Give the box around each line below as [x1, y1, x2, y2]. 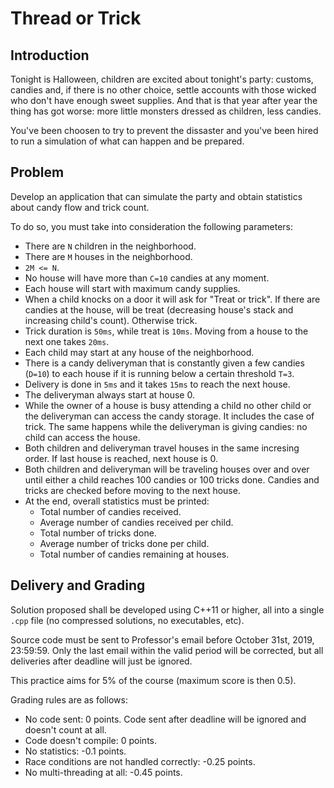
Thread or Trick [10, 7, 142, 30]
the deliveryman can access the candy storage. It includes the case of [24, 410, 315, 422]
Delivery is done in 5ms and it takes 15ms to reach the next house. [24, 378, 291, 390]
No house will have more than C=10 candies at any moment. [24, 272, 270, 284]
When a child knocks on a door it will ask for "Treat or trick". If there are [24, 293, 321, 305]
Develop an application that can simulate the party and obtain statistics [10, 190, 303, 202]
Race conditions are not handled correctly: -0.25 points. [24, 755, 256, 767]
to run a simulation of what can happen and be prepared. [10, 135, 245, 147]
